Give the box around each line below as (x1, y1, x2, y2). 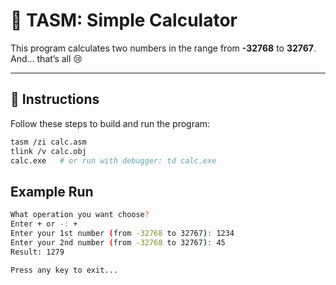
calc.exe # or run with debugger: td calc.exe (10, 155, 217, 166)
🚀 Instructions (10, 91, 100, 108)
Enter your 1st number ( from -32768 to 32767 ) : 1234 (10, 228, 235, 238)
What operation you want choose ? (10, 210, 150, 220)
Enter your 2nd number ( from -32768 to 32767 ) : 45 (10, 237, 226, 248)
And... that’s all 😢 (10, 52, 83, 64)
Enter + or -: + (10, 219, 78, 229)
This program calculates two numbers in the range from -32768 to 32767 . (10, 42, 317, 54)
